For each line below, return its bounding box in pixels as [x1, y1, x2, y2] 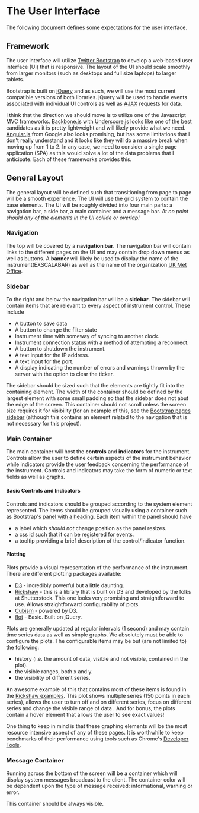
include [6, 308, 25, 316]
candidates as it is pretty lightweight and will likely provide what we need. [6, 124, 186, 131]
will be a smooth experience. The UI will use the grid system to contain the [6, 195, 188, 202]
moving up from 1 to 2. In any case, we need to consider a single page [6, 143, 177, 150]
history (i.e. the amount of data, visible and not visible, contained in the [14, 655, 188, 662]
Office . [6, 267, 23, 275]
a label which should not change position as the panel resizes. [14, 524, 167, 531]
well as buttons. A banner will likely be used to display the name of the [6, 254, 179, 262]
